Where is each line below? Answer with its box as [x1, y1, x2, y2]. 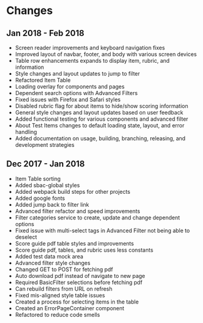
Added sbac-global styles [15, 181, 80, 189]
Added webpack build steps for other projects [15, 188, 131, 195]
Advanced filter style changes [15, 259, 91, 266]
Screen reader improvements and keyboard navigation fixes [15, 44, 165, 51]
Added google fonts [15, 194, 65, 202]
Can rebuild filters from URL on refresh [15, 285, 112, 293]
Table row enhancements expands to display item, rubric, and [15, 57, 170, 64]
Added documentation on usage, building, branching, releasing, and [15, 135, 186, 142]
